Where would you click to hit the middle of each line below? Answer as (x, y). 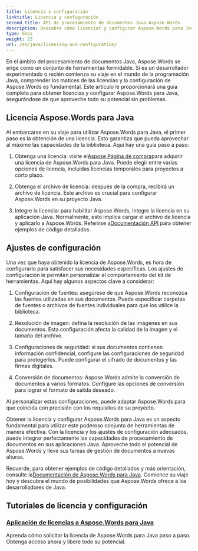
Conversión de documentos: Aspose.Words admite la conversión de (97, 377)
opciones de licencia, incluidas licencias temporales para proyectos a (99, 169)
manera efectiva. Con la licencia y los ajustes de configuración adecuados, (97, 431)
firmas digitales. (34, 366)
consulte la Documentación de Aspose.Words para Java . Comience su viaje (97, 475)
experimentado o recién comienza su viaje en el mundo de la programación (98, 74)
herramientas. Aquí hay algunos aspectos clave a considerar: (80, 281)
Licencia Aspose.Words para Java (70, 118)
